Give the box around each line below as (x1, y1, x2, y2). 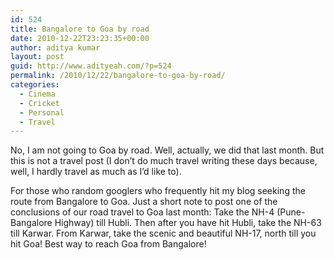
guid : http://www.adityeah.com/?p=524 (10, 61, 172, 71)
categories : (10, 80, 60, 90)
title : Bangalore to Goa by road (10, 24, 150, 34)
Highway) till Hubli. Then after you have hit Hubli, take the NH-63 (54, 217, 322, 229)
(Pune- (276, 206, 306, 218)
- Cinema (19, 89, 56, 99)
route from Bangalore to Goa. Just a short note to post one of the (10, 196, 278, 208)
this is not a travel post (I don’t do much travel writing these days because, (10, 155, 318, 167)
